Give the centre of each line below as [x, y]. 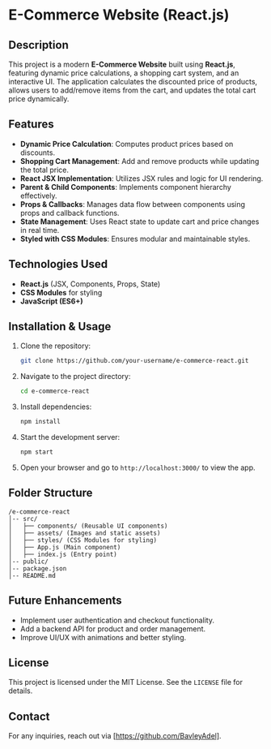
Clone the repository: [55, 346]
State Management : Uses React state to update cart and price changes [140, 222]
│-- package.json [38, 568]
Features [31, 125]
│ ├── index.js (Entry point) [63, 554]
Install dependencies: [56, 407]
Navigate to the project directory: [75, 377]
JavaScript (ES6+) [51, 301]
